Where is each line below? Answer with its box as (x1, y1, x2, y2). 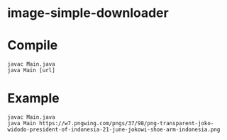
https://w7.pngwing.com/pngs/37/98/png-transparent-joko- (38, 120, 214, 127)
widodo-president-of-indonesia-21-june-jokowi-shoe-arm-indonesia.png (7, 126, 221, 134)
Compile (7, 37, 58, 54)
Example (7, 91, 60, 107)
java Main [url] (7, 67, 55, 74)
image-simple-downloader (7, 5, 169, 21)
